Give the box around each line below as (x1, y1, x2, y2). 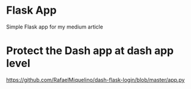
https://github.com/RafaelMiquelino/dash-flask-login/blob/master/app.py (6, 76, 185, 83)
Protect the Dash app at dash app (6, 44, 174, 58)
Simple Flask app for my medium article (6, 23, 104, 30)
